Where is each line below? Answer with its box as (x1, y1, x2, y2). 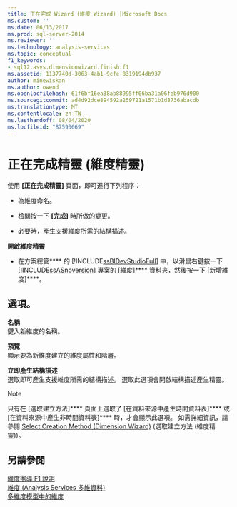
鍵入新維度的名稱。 (7, 327, 64, 336)
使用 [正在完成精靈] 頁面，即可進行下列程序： (7, 181, 141, 190)
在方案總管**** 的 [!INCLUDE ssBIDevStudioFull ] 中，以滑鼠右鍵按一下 (17, 257, 223, 266)
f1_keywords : (7, 57, 46, 64)
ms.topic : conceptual (7, 51, 72, 58)
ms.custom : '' (7, 17, 50, 24)
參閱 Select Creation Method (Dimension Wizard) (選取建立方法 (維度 (7, 422, 209, 431)
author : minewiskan (7, 76, 66, 84)
